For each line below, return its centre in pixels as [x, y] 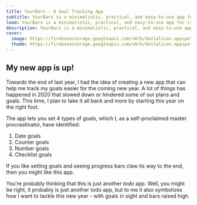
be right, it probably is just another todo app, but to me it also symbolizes [94, 189]
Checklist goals [33, 154]
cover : [14, 33]
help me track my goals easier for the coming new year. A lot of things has [96, 88]
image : [19, 39]
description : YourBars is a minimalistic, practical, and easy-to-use [94, 28]
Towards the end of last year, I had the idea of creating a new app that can [96, 82]
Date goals [28, 136]
